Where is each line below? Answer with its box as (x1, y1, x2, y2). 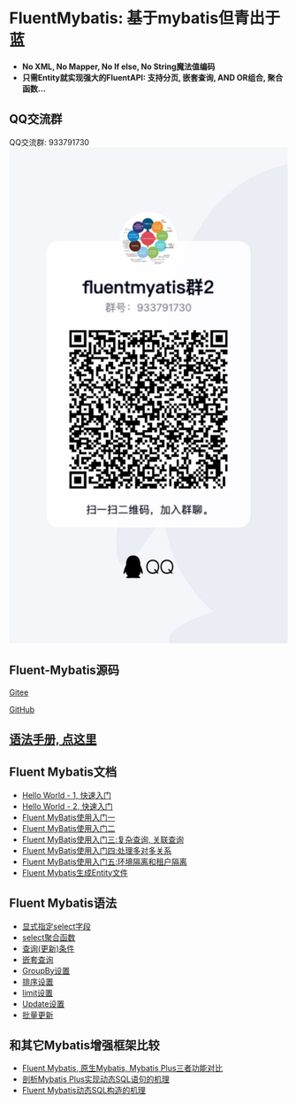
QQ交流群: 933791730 (9, 136, 90, 147)
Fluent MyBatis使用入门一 (21, 812, 116, 822)
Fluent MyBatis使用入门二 (21, 822, 116, 833)
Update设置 (21, 998, 65, 1009)
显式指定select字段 (21, 921, 91, 931)
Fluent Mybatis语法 (9, 896, 118, 911)
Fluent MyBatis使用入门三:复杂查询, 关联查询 (21, 834, 184, 845)
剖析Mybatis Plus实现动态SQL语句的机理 (21, 1074, 170, 1085)
